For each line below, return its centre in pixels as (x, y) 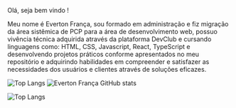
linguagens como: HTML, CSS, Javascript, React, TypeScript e (99, 47)
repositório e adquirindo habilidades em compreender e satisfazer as (108, 62)
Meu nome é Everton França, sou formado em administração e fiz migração (118, 24)
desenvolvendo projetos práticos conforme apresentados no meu (103, 54)
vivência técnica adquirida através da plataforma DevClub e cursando (109, 39)
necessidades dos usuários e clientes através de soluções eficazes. (107, 69)
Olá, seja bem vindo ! (38, 10)
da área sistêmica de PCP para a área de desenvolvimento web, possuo (113, 32)
